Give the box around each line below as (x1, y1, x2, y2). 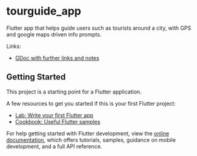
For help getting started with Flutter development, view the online (6, 129, 170, 137)
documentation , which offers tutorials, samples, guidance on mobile (6, 136, 176, 143)
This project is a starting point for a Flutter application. (6, 88, 142, 95)
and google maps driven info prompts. (6, 30, 102, 38)
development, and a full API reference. (6, 143, 102, 150)
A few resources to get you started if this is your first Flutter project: (6, 100, 176, 107)
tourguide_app (6, 4, 82, 18)
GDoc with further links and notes (15, 54, 99, 61)
